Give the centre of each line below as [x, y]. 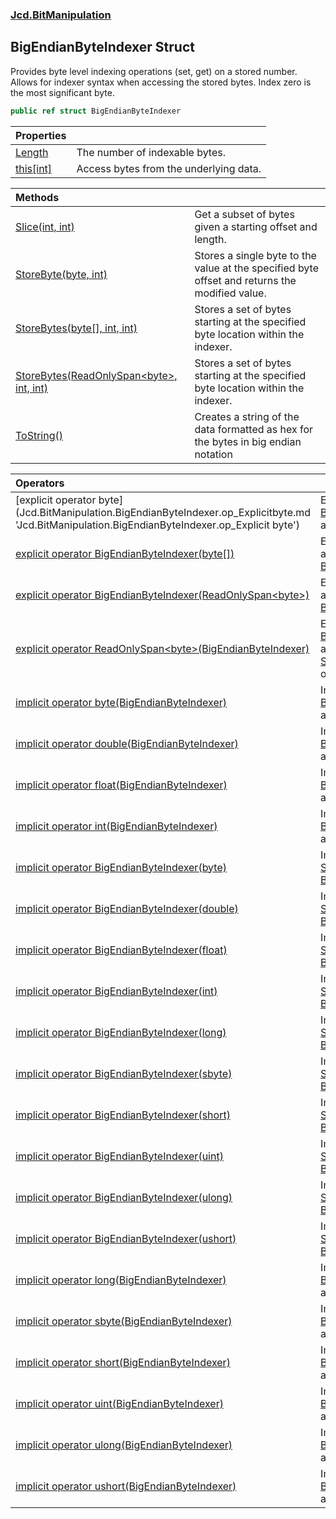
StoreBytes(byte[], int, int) [76, 328]
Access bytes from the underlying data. [169, 168]
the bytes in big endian [248, 441]
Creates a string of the [247, 416]
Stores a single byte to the [255, 255]
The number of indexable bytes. [151, 152]
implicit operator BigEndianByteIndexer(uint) [119, 1156]
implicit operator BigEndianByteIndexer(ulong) [124, 1197]
